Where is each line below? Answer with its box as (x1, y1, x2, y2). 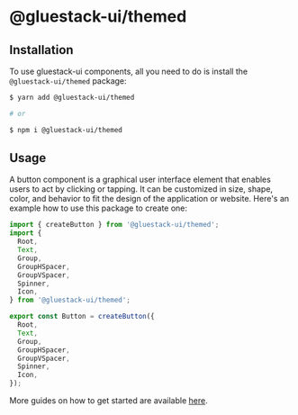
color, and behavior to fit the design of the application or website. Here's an (9, 194, 290, 204)
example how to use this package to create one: (9, 203, 187, 213)
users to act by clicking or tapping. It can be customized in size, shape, (9, 184, 273, 194)
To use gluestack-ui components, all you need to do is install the (9, 66, 248, 77)
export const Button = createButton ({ (9, 312, 155, 321)
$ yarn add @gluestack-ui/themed (9, 93, 135, 102)
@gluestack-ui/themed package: (9, 76, 128, 86)
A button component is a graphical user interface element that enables (9, 174, 272, 185)
